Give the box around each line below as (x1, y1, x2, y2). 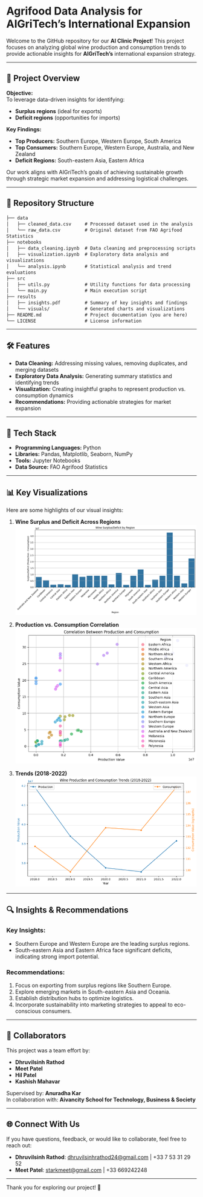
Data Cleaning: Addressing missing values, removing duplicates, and (14, 360, 188, 367)
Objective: (6, 89, 33, 96)
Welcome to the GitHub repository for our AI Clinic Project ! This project (6, 37, 184, 44)
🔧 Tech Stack (6, 428, 57, 438)
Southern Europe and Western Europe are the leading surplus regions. (14, 940, 190, 947)
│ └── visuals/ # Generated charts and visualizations (6, 306, 185, 312)
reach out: (6, 1141, 32, 1149)
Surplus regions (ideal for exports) (14, 107, 103, 114)
